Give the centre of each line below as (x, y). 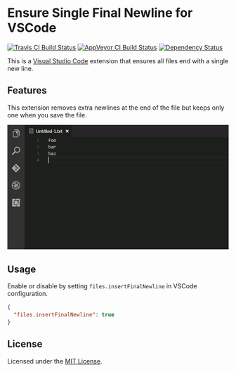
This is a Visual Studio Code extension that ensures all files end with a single (118, 60)
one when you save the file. (47, 115)
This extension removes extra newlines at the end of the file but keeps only (116, 108)
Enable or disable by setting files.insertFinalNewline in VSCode (102, 286)
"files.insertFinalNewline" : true (64, 314)
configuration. (27, 294)
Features (27, 90)
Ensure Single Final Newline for (100, 13)
